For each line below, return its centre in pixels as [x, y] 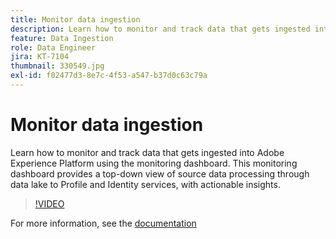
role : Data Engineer [53, 47]
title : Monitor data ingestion [75, 19]
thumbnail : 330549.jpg [57, 66]
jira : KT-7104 [40, 57]
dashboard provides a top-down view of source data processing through [160, 173]
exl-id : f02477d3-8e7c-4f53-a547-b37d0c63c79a [109, 76]
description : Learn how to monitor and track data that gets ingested [160, 29]
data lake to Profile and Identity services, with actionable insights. [145, 184]
